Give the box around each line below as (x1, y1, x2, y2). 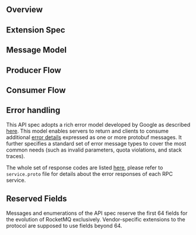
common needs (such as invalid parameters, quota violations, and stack (6, 146, 182, 153)
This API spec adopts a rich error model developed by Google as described (6, 121, 191, 128)
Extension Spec (6, 25, 65, 35)
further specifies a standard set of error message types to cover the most (6, 140, 186, 147)
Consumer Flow (6, 85, 66, 95)
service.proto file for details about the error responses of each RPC (6, 170, 173, 177)
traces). (6, 152, 26, 159)
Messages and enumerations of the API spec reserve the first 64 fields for (6, 210, 188, 217)
